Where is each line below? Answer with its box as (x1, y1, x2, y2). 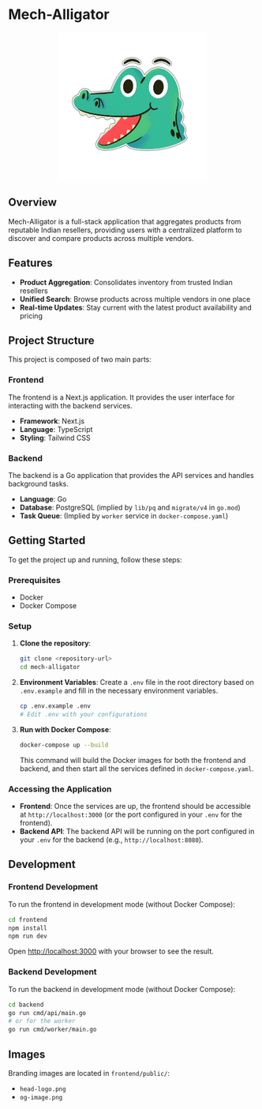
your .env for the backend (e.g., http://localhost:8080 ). (19, 835, 204, 844)
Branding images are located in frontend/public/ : (8, 1068, 170, 1077)
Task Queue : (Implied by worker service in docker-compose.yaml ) (19, 511, 229, 521)
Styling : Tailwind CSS (19, 433, 91, 442)
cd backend (8, 1001, 44, 1009)
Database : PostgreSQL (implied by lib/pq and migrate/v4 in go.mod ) (19, 502, 241, 512)
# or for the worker (8, 1017, 77, 1025)
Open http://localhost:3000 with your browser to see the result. (8, 946, 215, 957)
